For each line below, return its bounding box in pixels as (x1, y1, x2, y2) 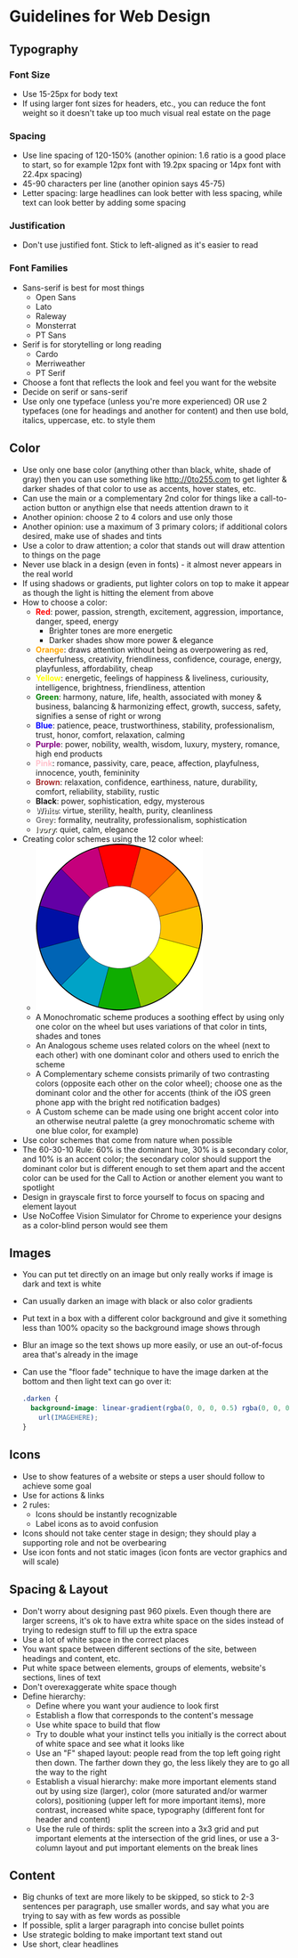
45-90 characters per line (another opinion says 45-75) (21, 178, 226, 189)
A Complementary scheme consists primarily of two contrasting (35, 1068, 270, 1079)
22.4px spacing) (21, 169, 83, 180)
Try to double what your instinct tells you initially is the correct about (35, 1728, 287, 1739)
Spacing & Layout (9, 1582, 109, 1597)
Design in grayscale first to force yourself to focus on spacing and (21, 1191, 265, 1202)
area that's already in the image (21, 1350, 139, 1360)
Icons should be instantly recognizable (35, 1508, 178, 1520)
